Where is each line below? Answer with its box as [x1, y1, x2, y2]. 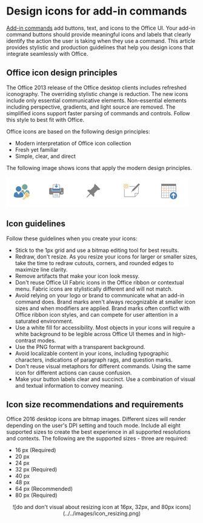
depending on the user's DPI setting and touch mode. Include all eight [6, 422, 181, 429]
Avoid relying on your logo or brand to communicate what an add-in [15, 291, 185, 299]
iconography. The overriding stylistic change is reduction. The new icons [6, 90, 188, 98]
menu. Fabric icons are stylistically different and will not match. [15, 285, 173, 292]
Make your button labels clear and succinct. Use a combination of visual [15, 375, 196, 383]
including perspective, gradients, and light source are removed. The [6, 103, 176, 110]
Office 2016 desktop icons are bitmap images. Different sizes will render [6, 416, 186, 423]
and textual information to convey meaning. [15, 382, 124, 389]
